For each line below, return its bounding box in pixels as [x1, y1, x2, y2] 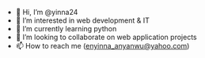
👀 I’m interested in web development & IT [15, 16, 150, 25]
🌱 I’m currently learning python [15, 24, 117, 33]
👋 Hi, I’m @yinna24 [15, 8, 78, 16]
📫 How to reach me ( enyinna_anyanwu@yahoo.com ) [15, 42, 190, 50]
